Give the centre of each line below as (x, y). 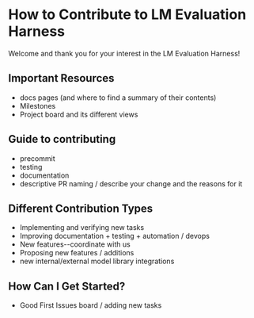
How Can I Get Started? (67, 286)
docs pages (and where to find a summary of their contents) (118, 98)
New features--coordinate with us (75, 244)
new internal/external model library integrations (97, 261)
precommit (37, 158)
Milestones (38, 105)
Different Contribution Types (81, 208)
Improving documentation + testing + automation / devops (114, 236)
